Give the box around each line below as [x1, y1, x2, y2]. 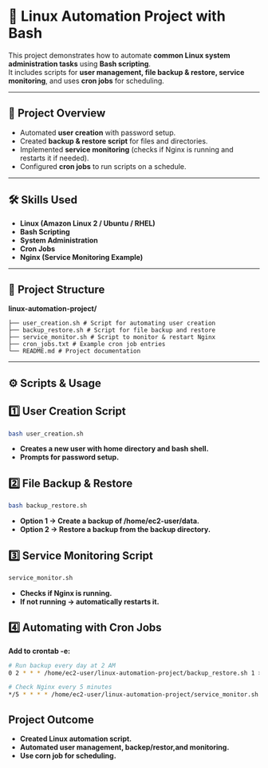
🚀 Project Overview [8, 107, 106, 120]
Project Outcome [8, 713, 94, 727]
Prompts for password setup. [19, 452, 120, 462]
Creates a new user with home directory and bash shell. [19, 444, 209, 454]
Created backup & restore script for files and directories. [19, 136, 208, 146]
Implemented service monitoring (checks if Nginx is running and [19, 144, 234, 154]
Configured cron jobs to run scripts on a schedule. [19, 161, 187, 171]
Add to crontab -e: [8, 646, 70, 656]
